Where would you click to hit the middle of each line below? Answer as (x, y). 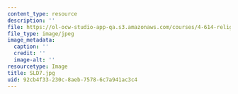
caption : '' (32, 47)
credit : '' (30, 54)
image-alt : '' (34, 60)
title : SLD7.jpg (31, 73)
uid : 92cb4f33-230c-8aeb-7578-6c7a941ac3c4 (73, 80)
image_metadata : (31, 40)
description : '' (31, 20)
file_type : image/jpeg (41, 34)
